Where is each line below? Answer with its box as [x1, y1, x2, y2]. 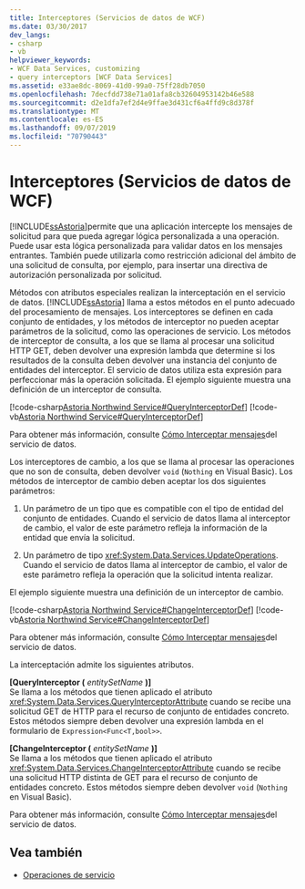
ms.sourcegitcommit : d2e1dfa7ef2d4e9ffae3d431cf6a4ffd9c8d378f [9, 98, 255, 108]
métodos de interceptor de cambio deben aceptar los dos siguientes [9, 475, 267, 486]
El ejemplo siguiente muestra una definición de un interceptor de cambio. [9, 586, 284, 597]
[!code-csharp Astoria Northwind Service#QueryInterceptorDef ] [9, 401, 249, 412]
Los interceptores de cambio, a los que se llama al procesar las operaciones [9, 456, 295, 467]
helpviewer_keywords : [9, 56, 92, 65]
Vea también [9, 845, 83, 861]
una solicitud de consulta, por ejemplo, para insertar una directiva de [9, 259, 269, 270]
